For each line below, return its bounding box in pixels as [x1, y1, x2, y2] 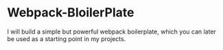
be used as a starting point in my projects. [7, 34, 126, 42]
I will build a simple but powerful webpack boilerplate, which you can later [7, 27, 216, 36]
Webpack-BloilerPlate [7, 5, 134, 21]
